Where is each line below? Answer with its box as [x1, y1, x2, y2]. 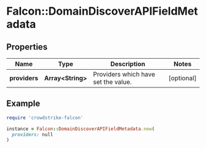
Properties [6, 42, 48, 52]
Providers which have [93, 70, 155, 78]
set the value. [93, 78, 132, 86]
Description [110, 60, 145, 68]
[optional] [168, 74, 197, 82]
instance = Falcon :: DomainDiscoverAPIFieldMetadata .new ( [6, 125, 155, 132]
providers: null [12, 131, 53, 138]
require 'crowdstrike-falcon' [6, 114, 84, 120]
